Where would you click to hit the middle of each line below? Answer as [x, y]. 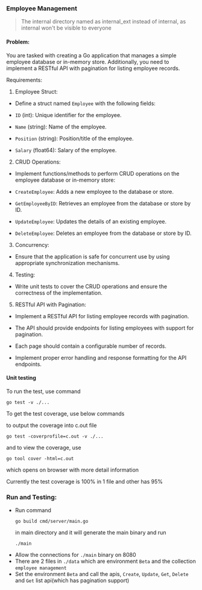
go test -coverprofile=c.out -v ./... [55, 436]
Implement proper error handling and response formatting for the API [101, 358]
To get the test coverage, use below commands [65, 413]
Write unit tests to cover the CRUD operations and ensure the [91, 286]
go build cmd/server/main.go [52, 521]
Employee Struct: [36, 91]
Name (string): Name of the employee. [61, 127]
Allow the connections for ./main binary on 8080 [76, 555]
